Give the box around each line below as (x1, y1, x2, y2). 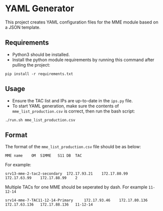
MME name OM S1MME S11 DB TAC (5, 153, 82, 158)
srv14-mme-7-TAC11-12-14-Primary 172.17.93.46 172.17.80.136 (5, 198, 148, 203)
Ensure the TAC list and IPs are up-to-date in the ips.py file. (12, 97, 133, 103)
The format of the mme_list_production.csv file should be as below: (5, 144, 141, 150)
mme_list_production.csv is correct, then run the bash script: (12, 108, 136, 114)
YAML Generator (5, 3, 74, 14)
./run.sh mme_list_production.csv (5, 117, 76, 122)
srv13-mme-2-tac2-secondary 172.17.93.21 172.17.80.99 (5, 171, 128, 176)
